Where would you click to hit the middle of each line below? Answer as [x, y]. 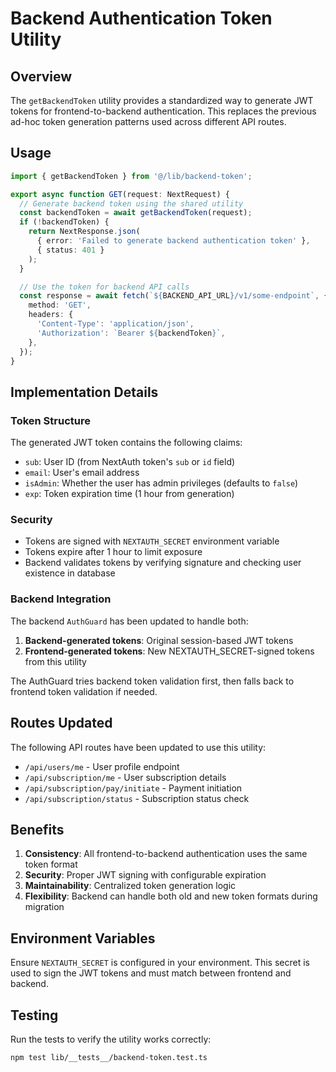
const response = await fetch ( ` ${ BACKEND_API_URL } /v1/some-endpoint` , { [174, 296]
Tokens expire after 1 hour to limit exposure [113, 552]
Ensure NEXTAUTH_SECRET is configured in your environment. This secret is [160, 963]
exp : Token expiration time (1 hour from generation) [129, 494]
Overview [41, 76]
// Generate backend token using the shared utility [131, 203]
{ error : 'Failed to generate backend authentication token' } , [173, 241]
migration [44, 907]
